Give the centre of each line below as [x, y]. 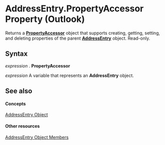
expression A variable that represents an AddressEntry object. [70, 75]
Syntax [16, 54]
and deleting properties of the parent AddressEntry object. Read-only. [78, 38]
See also [19, 91]
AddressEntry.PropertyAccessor [74, 9]
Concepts [15, 104]
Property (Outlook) [45, 19]
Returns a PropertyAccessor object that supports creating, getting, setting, [83, 33]
